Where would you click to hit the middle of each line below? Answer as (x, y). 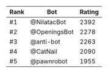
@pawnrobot (49, 61)
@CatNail (44, 52)
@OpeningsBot (52, 32)
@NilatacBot (48, 22)
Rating (89, 12)
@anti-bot (45, 42)
